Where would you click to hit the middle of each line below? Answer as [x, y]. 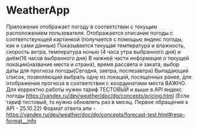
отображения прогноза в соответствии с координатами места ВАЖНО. [96, 83]
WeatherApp [38, 10]
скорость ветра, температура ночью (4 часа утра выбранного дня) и [93, 51]
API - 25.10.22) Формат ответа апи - [51, 108]
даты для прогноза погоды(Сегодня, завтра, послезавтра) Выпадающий [97, 70]
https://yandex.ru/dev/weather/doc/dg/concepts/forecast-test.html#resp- [96, 114]
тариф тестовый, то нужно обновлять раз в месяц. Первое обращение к [97, 102]
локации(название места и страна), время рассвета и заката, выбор [93, 64]
